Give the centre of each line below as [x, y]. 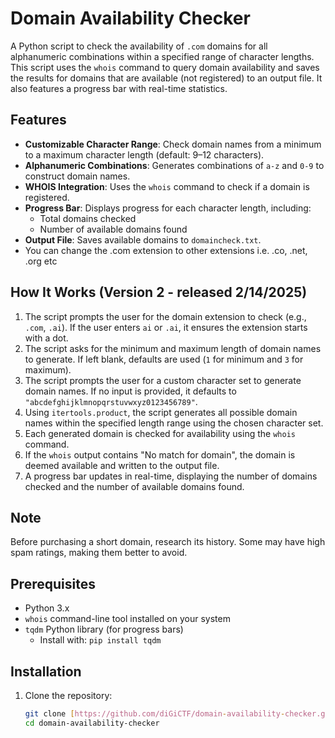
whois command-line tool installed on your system [127, 619]
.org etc [41, 261]
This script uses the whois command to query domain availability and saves [165, 67]
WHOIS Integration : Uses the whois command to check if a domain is [167, 186]
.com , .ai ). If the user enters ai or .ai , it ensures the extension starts [166, 327]
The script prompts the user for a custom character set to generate [163, 380]
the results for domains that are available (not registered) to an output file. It [166, 78]
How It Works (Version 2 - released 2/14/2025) [159, 292]
